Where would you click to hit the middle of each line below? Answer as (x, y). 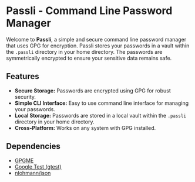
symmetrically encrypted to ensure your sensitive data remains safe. (89, 58)
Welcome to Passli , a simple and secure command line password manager (96, 39)
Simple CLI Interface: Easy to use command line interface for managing (102, 103)
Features (23, 76)
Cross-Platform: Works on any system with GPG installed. (85, 128)
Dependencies (33, 147)
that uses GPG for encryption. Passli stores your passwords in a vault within (98, 46)
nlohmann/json (33, 173)
